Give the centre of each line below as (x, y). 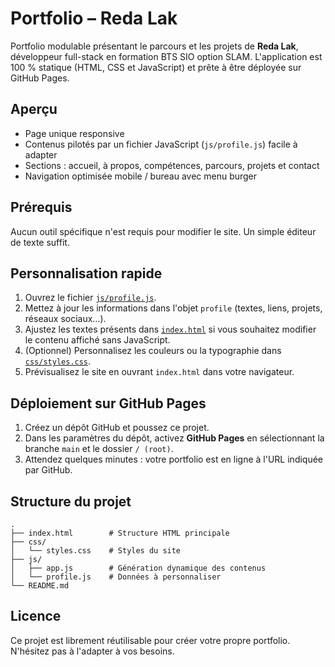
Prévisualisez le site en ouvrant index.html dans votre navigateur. (159, 372)
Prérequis (41, 207)
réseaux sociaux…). (65, 319)
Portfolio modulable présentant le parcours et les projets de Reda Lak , (154, 46)
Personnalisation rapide (86, 273)
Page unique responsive (74, 133)
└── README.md (40, 586)
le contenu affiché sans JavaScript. (97, 340)
